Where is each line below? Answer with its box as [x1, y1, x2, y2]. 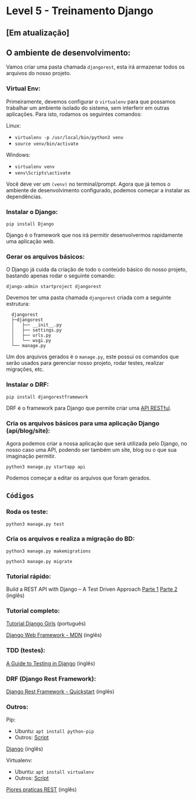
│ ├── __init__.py [11, 322, 62, 328]
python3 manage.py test [6, 521, 65, 527]
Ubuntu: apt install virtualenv [14, 768, 94, 775]
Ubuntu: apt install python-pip [14, 727, 94, 735]
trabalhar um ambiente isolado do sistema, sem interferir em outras [6, 104, 170, 111]
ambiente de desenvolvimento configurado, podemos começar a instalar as [6, 186, 190, 193]
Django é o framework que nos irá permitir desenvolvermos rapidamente [6, 231, 183, 238]
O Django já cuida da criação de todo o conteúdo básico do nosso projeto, [6, 266, 187, 273]
